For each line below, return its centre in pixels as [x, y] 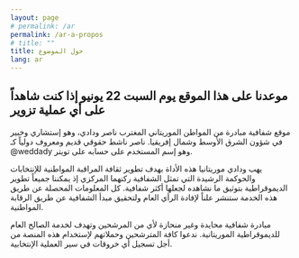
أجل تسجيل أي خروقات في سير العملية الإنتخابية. [91, 244]
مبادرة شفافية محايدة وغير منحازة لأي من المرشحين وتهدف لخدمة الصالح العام [140, 224]
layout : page [35, 18]
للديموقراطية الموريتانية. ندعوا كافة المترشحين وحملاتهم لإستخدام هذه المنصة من [145, 234]
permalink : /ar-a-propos [57, 34]
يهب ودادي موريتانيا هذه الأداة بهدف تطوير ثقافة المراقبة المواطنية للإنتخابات [136, 169]
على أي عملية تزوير [58, 111]
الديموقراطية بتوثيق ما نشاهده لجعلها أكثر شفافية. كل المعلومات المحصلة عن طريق [149, 188]
